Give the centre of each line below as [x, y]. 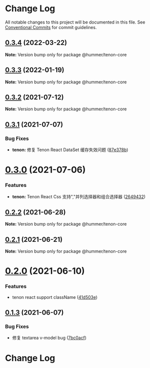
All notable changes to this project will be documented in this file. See [75, 22]
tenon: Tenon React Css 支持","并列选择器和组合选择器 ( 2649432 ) [79, 196]
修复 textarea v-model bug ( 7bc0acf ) [49, 338]
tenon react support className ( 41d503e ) [55, 297]
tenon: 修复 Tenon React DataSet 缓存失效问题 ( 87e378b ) [70, 150]
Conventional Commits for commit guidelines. [51, 27]
